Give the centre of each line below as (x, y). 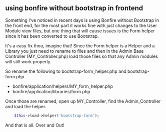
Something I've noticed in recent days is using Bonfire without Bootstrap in (82, 20)
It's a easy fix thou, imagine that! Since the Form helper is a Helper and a (80, 46)
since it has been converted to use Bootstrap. (52, 36)
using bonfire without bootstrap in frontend (74, 8)
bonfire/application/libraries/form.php (51, 91)
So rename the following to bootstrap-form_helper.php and (66, 71)
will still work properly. (28, 61)
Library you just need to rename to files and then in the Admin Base (74, 51)
